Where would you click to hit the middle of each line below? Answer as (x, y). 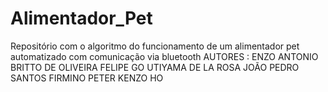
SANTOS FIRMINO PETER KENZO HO (87, 78)
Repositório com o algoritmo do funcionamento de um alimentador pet (155, 46)
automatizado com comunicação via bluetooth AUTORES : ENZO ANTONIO (164, 56)
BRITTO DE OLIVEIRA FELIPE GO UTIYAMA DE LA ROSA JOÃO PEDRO (155, 67)
